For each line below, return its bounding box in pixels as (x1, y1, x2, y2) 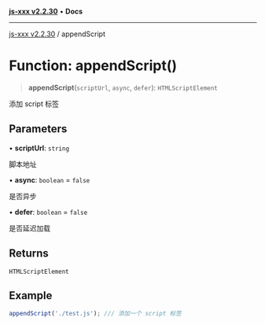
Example (9, 289, 53, 302)
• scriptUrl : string (9, 143, 70, 153)
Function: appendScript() (9, 57, 178, 75)
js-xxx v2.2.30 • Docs (9, 7, 83, 16)
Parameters (9, 122, 68, 136)
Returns (9, 247, 50, 260)
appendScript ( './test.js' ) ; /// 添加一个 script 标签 (9, 310, 182, 318)
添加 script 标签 (9, 98, 60, 109)
